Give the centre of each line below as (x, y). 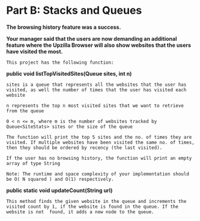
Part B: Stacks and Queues (74, 11)
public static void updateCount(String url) (59, 190)
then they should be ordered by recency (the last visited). (84, 148)
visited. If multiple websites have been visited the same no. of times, (101, 142)
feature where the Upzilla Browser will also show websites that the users (98, 45)
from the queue (25, 111)
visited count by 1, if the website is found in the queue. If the (92, 207)
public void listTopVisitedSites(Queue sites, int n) (69, 73)
